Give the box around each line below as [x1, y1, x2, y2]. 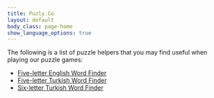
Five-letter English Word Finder [17, 69, 107, 77]
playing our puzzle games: [7, 56, 83, 64]
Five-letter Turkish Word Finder [17, 77, 108, 85]
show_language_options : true [7, 29, 92, 37]
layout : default [7, 17, 54, 23]
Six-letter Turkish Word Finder [17, 84, 104, 92]
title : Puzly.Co [7, 10, 54, 17]
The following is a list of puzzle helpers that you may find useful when [7, 48, 208, 57]
